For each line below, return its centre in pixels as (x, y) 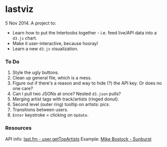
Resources (18, 128)
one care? (23, 88)
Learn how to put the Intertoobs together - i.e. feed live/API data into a (84, 32)
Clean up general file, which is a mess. (52, 78)
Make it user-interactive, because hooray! (55, 43)
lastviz (19, 9)
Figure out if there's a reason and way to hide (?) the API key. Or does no (87, 83)
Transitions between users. (40, 110)
